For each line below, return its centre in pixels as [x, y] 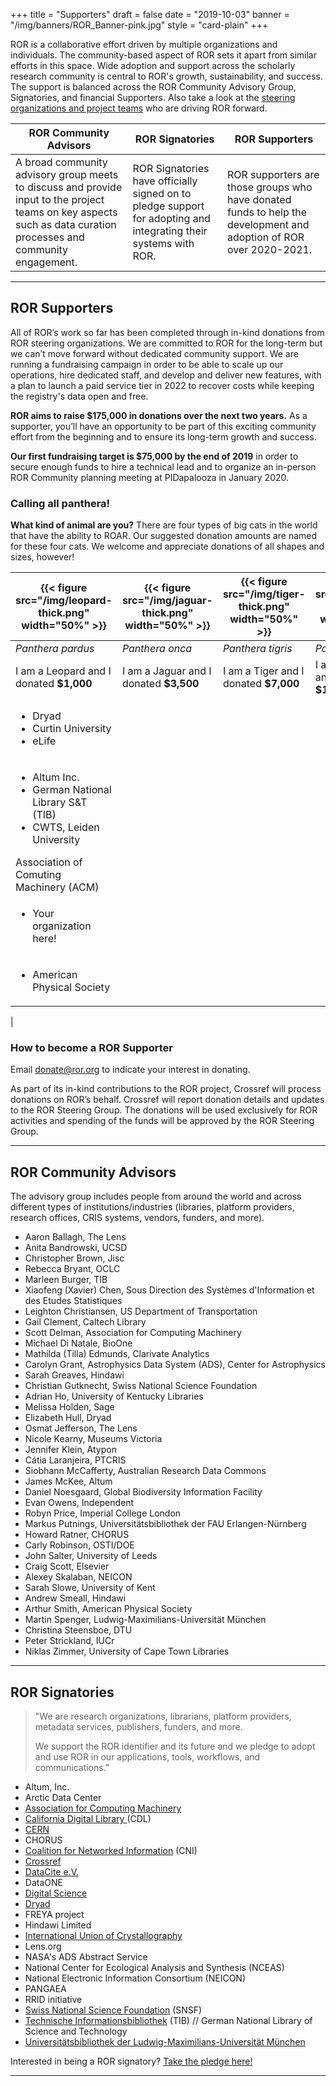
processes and [50, 237]
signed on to [162, 193]
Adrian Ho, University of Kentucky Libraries [114, 1396]
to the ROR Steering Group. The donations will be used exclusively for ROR [164, 1110]
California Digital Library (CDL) [88, 1819]
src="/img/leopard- [64, 601]
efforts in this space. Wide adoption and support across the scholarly [153, 65]
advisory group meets [67, 174]
